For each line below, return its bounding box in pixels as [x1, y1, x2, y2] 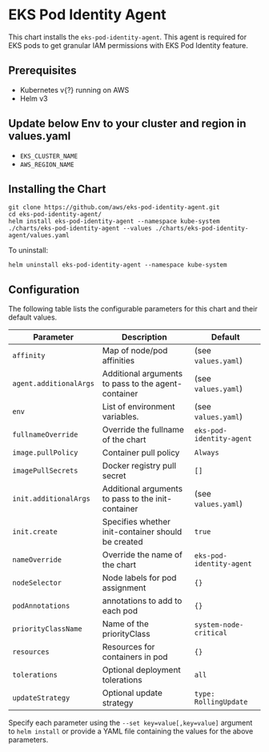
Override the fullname [102, 424, 184, 436]
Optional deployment [102, 665, 182, 676]
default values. [8, 312, 58, 322]
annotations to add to [102, 595, 183, 606]
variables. [102, 411, 139, 422]
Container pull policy [102, 447, 180, 458]
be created [102, 537, 143, 548]
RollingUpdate [194, 698, 248, 706]
